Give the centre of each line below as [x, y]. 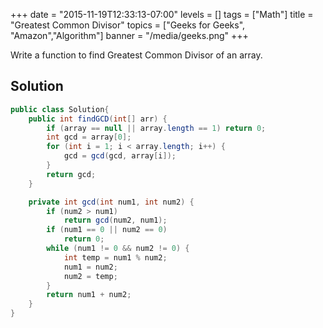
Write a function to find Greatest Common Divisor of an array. [136, 55]
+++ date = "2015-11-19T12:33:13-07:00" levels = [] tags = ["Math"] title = [162, 14]
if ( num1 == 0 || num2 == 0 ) [107, 230]
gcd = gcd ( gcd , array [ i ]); [120, 156]
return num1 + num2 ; [89, 295]
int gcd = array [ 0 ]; [89, 137]
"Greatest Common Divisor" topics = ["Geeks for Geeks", [128, 25]
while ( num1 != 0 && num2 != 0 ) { [118, 249]
